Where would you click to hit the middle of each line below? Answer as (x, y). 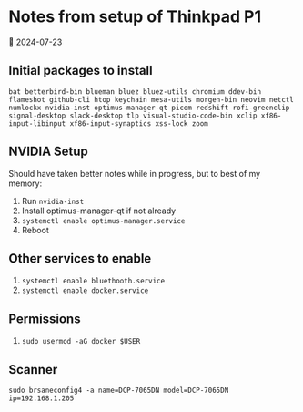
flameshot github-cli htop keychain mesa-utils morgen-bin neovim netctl (151, 99)
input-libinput (37, 124)
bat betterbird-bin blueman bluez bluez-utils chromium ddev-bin (135, 92)
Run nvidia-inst (53, 201)
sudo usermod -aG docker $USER (81, 342)
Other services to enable (80, 258)
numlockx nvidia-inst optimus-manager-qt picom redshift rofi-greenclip (149, 108)
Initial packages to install (81, 71)
